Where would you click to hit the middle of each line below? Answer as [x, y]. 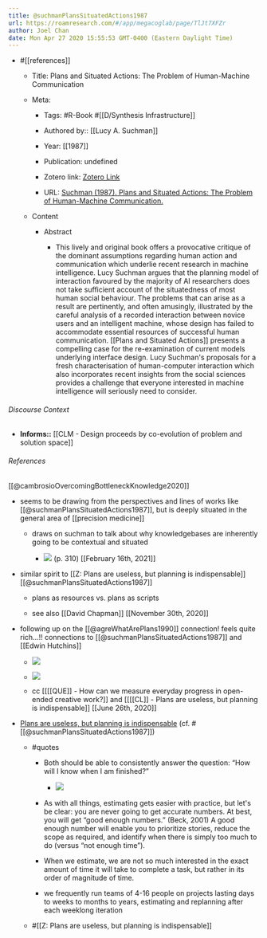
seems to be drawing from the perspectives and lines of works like [129, 501]
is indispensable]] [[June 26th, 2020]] [94, 708]
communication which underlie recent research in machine [152, 265]
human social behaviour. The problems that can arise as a [150, 298]
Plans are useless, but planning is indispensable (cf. [105, 723]
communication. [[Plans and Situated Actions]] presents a [150, 340]
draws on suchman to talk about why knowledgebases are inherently [145, 533]
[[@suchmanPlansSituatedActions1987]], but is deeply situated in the [133, 509]
